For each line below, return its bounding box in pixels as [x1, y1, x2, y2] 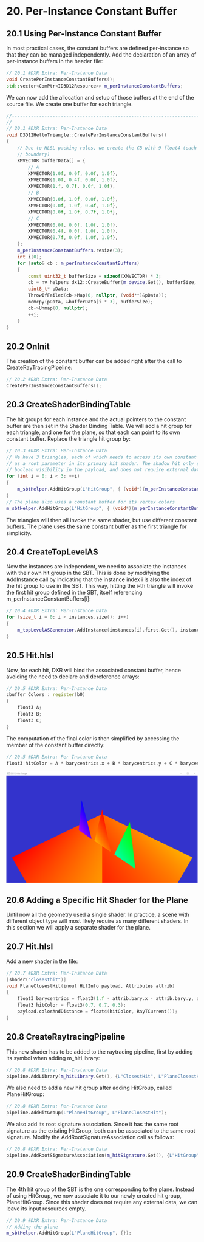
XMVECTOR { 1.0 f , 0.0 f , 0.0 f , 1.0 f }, [28, 170, 118, 177]
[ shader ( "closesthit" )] [6, 976, 67, 982]
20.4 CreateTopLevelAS [6, 547, 98, 557]
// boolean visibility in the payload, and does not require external [6, 467, 189, 473]
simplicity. [6, 529, 32, 536]
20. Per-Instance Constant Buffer [6, 4, 178, 18]
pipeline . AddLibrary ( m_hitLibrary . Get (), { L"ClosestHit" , [6, 1073, 156, 1080]
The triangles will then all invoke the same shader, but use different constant [6, 516, 197, 523]
